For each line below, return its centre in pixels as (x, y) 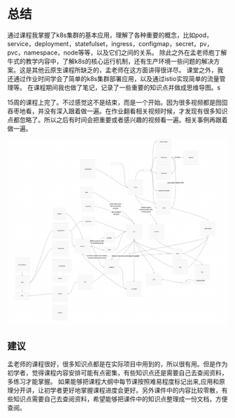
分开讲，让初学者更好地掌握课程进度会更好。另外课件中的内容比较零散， (117, 390)
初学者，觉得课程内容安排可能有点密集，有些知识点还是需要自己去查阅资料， (117, 373)
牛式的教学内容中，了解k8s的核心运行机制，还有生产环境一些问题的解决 (111, 61)
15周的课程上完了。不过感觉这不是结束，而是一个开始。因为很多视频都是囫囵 (117, 102)
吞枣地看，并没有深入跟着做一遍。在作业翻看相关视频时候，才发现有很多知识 (117, 111)
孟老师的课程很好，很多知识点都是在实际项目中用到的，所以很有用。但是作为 (117, 364)
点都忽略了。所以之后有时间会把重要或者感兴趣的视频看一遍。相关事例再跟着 (117, 120)
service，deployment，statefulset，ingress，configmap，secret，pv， (110, 43)
